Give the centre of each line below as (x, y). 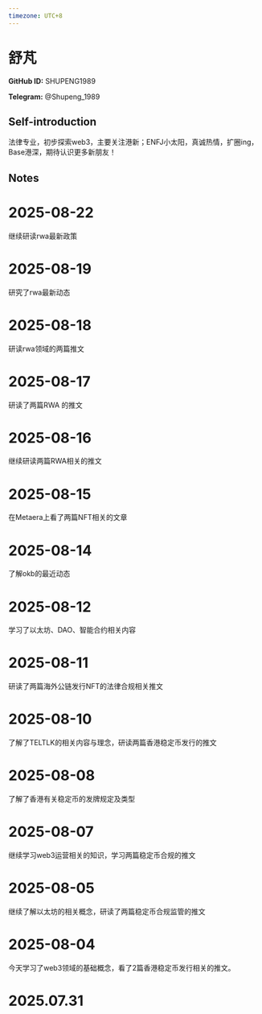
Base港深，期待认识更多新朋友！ (62, 152)
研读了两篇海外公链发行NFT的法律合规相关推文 (86, 686)
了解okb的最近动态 (39, 574)
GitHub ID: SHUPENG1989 (52, 80)
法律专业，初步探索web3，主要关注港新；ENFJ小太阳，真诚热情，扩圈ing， (133, 142)
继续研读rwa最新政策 (43, 236)
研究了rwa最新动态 (39, 292)
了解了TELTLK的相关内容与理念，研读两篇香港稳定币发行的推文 (113, 743)
